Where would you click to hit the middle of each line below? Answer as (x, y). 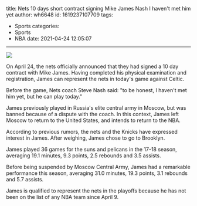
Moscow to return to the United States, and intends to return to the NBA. (93, 120)
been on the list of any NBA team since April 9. (62, 197)
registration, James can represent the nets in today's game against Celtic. (95, 79)
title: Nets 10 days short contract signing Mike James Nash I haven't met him (98, 9)
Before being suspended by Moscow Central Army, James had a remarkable (98, 167)
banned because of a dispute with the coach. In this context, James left (92, 114)
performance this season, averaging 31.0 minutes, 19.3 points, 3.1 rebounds (97, 173)
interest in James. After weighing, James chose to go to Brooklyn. (86, 138)
